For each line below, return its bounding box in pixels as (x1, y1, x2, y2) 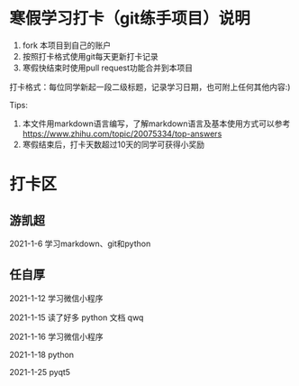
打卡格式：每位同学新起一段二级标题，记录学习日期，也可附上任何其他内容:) (9, 81, 291, 92)
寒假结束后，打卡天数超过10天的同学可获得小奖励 (22, 139, 205, 150)
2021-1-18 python (9, 349, 75, 360)
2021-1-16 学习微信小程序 (9, 331, 104, 342)
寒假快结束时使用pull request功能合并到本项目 (22, 62, 194, 73)
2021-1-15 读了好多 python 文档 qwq (9, 312, 144, 323)
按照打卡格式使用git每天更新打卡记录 (22, 51, 159, 61)
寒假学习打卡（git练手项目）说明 (9, 8, 250, 29)
